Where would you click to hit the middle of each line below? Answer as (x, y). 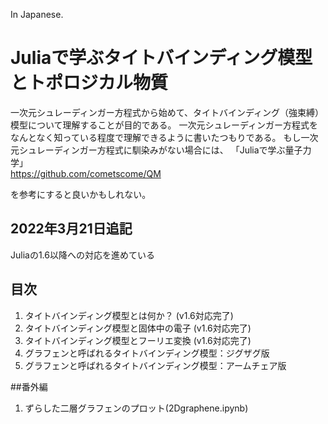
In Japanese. (37, 14)
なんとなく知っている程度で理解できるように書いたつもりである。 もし (156, 137)
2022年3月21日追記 (71, 229)
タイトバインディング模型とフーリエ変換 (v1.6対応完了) (138, 340)
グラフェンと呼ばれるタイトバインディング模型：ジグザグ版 (147, 353)
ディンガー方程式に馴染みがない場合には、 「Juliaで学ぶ (169, 150)
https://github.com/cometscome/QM (86, 173)
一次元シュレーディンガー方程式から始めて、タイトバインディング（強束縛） (167, 112)
